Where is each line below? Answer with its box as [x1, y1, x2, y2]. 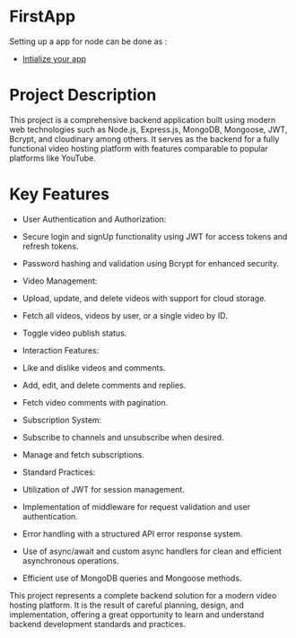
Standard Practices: [22, 467, 96, 477]
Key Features [9, 184, 110, 205]
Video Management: [22, 275, 98, 286]
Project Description [9, 85, 157, 105]
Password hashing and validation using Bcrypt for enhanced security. [22, 258, 280, 268]
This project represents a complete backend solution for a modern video [9, 590, 277, 600]
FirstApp [9, 6, 76, 27]
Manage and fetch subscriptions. [22, 449, 145, 459]
